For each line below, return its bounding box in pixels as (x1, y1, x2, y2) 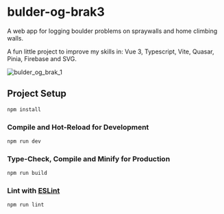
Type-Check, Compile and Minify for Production (7, 154, 171, 163)
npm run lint (7, 202, 45, 209)
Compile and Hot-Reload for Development (7, 122, 149, 132)
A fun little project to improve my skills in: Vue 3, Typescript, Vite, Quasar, (7, 47, 214, 56)
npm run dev (7, 138, 41, 145)
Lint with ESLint (7, 186, 60, 195)
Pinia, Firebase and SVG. (7, 54, 77, 62)
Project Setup (7, 88, 67, 99)
